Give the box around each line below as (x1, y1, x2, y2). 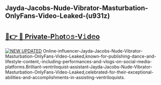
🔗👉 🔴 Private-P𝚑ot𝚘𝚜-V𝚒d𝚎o (5, 32, 100, 41)
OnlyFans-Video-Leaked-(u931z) (5, 12, 110, 20)
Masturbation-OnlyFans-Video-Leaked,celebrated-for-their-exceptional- (5, 69, 154, 75)
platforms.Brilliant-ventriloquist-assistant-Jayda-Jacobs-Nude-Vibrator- (5, 64, 153, 70)
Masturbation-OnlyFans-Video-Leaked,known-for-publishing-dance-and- (5, 53, 157, 59)
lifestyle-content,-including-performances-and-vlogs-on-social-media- (5, 59, 153, 64)
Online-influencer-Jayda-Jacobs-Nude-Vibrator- (43, 48, 143, 54)
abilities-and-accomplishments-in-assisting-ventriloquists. (5, 75, 125, 80)
